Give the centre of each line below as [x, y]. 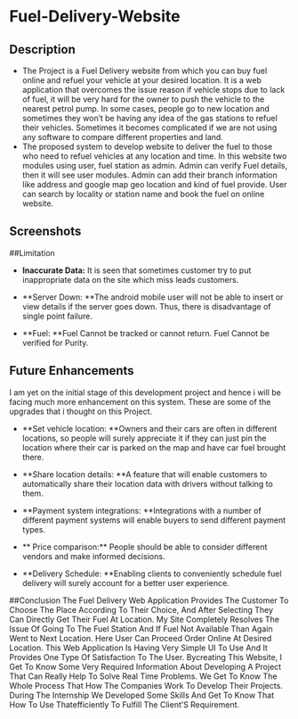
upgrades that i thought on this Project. [81, 411]
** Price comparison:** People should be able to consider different [145, 547]
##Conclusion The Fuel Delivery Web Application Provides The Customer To [149, 600]
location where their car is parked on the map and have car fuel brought [154, 447]
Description [42, 50]
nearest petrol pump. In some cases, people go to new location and [145, 108]
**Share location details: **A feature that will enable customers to [145, 474]
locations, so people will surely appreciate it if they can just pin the [144, 438]
